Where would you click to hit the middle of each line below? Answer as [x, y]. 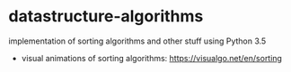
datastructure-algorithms [106, 16]
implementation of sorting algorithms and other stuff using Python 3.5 [137, 41]
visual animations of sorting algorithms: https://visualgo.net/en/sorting [151, 58]
